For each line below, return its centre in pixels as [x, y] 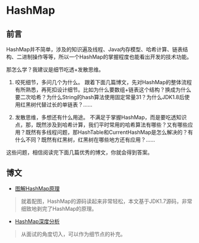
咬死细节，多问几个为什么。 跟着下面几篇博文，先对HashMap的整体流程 [103, 82]
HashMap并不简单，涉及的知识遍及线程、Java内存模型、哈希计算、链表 [95, 49]
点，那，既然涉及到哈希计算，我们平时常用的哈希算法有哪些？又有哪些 [101, 125]
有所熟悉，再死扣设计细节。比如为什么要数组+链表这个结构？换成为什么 [103, 90]
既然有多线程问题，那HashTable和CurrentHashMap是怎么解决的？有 [109, 132]
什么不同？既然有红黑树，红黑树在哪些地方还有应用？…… [85, 140]
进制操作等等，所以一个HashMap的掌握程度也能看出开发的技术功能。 [107, 57]
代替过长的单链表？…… [64, 104]
